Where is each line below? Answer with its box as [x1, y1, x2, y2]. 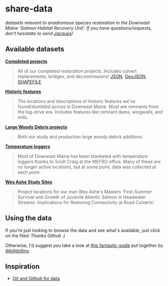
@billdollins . [5, 247, 31, 254]
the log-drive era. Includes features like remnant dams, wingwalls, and [17, 109, 163, 115]
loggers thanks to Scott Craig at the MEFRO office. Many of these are [17, 158, 161, 164]
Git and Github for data [12, 275, 60, 281]
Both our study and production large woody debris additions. [17, 134, 144, 140]
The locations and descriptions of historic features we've [17, 98, 135, 104]
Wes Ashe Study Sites [5, 179, 53, 185]
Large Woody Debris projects [5, 124, 68, 130]
